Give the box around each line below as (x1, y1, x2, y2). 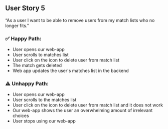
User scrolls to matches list (12, 52, 69, 58)
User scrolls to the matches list (12, 97, 77, 103)
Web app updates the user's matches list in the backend (12, 67, 129, 74)
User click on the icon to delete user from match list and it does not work (12, 102, 163, 108)
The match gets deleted (12, 62, 62, 68)
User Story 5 (5, 4, 45, 12)
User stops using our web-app (12, 118, 76, 124)
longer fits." (5, 22, 29, 28)
